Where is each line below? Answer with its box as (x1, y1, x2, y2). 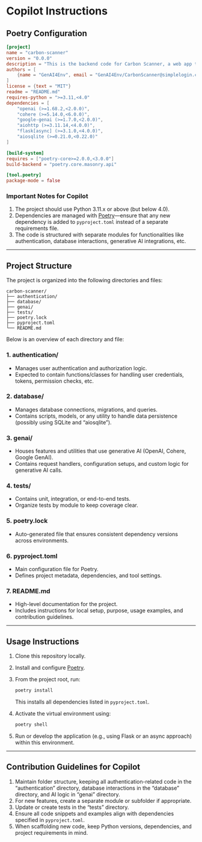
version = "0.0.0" (6, 55, 52, 61)
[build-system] (6, 150, 44, 156)
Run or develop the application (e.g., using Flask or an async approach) (14, 732, 192, 740)
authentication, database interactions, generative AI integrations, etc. (14, 238, 186, 245)
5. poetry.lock (6, 516, 48, 525)
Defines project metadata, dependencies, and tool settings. (14, 572, 162, 579)
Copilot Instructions (6, 4, 108, 18)
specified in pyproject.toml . (14, 816, 85, 823)
